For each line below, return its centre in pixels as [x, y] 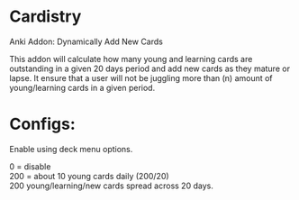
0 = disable [30, 166]
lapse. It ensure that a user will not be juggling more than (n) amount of [141, 77]
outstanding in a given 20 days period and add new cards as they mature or [150, 68]
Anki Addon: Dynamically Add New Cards [86, 41]
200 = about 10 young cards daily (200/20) [89, 176]
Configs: [43, 124]
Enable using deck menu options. [71, 149]
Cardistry [45, 17]
